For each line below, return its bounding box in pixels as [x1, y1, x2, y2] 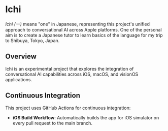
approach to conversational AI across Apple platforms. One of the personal [5, 26, 162, 32]
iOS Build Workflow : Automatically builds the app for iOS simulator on [12, 114, 159, 120]
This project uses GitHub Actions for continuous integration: [5, 105, 131, 111]
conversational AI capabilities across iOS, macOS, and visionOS [5, 71, 139, 77]
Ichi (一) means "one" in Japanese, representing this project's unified [5, 21, 150, 27]
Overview [5, 52, 37, 61]
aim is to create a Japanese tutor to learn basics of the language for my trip [5, 32, 163, 38]
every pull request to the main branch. [12, 120, 93, 126]
